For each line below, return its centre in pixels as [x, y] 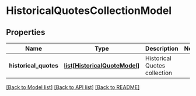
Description [162, 49]
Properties [26, 32]
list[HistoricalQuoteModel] [102, 65]
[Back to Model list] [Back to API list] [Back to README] [73, 87]
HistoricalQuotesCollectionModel [89, 11]
